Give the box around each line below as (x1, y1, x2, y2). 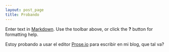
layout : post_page (5, 7, 44, 13)
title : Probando (5, 12, 39, 17)
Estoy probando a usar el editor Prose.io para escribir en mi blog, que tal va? (5, 41, 164, 47)
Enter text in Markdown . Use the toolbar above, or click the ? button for (5, 26, 153, 32)
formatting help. (5, 31, 39, 37)
